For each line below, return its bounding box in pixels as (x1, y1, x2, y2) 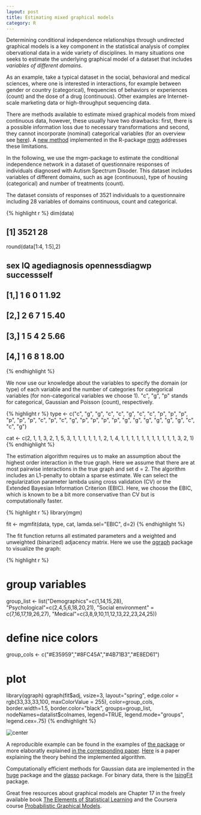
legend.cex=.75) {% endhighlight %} (6, 718, 97, 725)
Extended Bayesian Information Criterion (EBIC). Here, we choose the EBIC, (6, 484, 193, 492)
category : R (6, 20, 36, 26)
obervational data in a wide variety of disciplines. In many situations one (6, 49, 185, 56)
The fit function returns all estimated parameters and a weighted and (6, 532, 176, 539)
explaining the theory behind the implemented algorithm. (6, 754, 146, 761)
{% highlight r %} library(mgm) (6, 508, 83, 516)
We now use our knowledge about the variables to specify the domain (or (6, 379, 188, 386)
